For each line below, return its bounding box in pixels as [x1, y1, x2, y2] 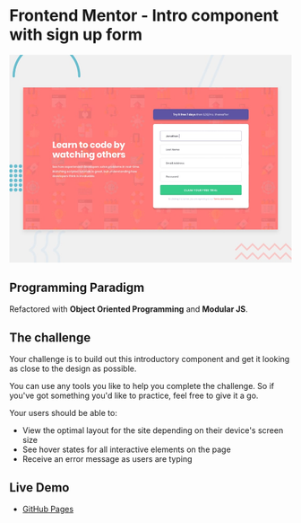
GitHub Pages [21, 503, 74, 514]
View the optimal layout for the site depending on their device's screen [21, 425, 284, 436]
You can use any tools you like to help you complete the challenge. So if [9, 381, 275, 392]
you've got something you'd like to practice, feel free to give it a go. [9, 390, 259, 401]
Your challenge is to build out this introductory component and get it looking [9, 354, 290, 365]
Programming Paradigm [9, 279, 145, 295]
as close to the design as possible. [9, 363, 137, 374]
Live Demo [9, 480, 70, 495]
